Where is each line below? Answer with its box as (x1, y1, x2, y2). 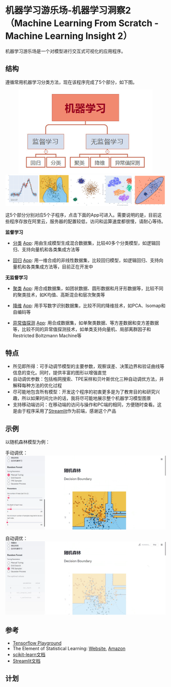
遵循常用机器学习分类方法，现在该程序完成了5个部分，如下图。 (5, 79, 137, 85)
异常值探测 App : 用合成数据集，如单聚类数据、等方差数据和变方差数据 (12, 320, 159, 326)
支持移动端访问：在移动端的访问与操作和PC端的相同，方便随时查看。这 (12, 401, 162, 408)
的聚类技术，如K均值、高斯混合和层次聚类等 (12, 292, 105, 298)
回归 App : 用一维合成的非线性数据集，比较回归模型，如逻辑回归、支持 (12, 257, 159, 263)
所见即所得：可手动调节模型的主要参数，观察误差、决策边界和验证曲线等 (12, 363, 164, 369)
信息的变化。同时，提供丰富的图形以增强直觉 (12, 370, 107, 376)
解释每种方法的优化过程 (12, 383, 62, 389)
